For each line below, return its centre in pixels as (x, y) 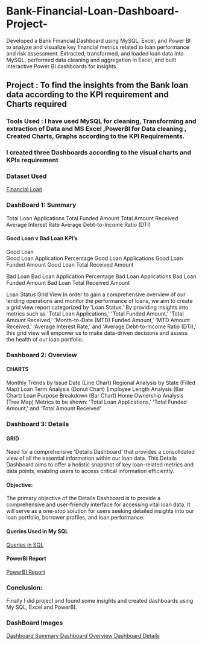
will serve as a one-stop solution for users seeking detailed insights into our (100, 511)
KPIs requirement (32, 160)
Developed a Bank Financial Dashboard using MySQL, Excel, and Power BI (99, 40)
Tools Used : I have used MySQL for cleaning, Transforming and (101, 121)
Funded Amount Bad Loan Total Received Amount (68, 282)
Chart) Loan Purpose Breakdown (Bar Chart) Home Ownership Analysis (95, 396)
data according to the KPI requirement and (87, 95)
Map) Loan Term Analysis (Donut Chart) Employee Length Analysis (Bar (95, 389)
